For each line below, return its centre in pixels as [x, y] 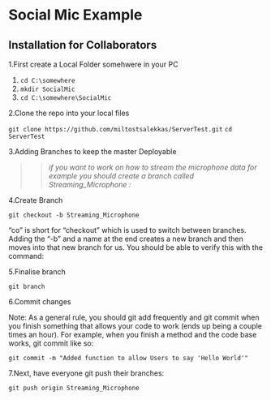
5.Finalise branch [37, 272]
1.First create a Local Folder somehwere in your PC [93, 64]
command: [26, 256]
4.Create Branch [36, 200]
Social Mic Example [75, 15]
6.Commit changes [40, 301]
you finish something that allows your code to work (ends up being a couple [135, 326]
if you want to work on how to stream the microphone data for [153, 167]
